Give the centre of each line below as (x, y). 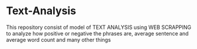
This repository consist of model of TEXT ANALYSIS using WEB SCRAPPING (99, 27)
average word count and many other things (58, 40)
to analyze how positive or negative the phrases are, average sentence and (97, 33)
